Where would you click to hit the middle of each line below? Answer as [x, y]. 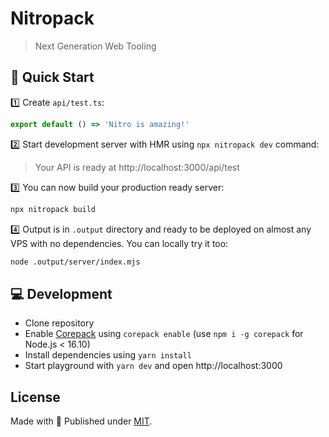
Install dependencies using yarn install [108, 355]
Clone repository [59, 323]
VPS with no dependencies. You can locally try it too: [119, 243]
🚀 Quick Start [52, 77]
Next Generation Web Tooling [95, 46]
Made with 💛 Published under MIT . [81, 421]
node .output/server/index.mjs [75, 262]
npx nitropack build [53, 209]
